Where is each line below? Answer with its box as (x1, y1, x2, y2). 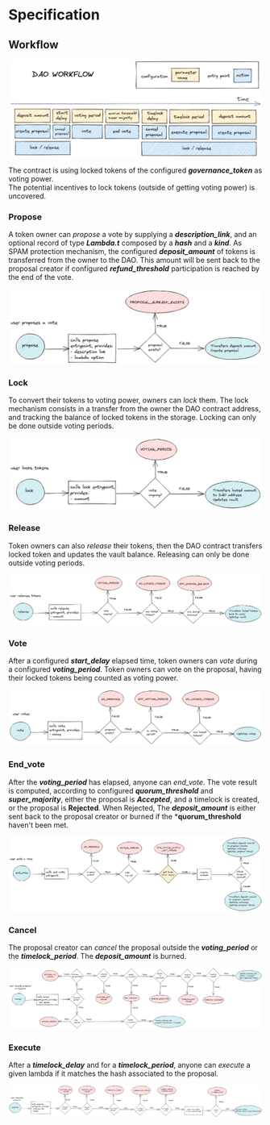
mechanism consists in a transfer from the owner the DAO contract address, (8, 404, 261, 414)
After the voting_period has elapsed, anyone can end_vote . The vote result (8, 777, 258, 787)
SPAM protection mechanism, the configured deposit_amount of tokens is (8, 247, 255, 256)
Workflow (8, 38, 59, 52)
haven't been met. (8, 820, 69, 830)
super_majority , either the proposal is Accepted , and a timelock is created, (8, 794, 260, 804)
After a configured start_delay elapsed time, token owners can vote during (8, 656, 258, 665)
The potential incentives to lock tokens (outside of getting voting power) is (8, 183, 255, 193)
